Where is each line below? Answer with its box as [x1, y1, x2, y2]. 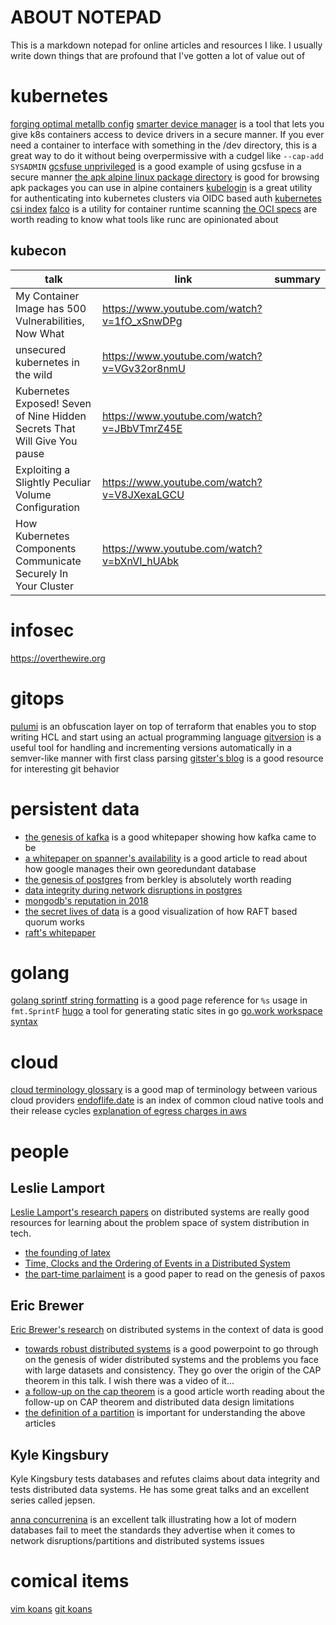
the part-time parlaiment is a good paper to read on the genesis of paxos [24, 1268, 326, 1280]
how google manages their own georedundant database [24, 862, 257, 875]
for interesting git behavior [10, 762, 120, 775]
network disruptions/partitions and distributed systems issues [10, 1535, 265, 1546]
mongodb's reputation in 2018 [24, 894, 149, 906]
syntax [10, 1016, 38, 1028]
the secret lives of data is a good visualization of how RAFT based [24, 905, 298, 917]
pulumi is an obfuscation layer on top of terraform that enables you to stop [10, 720, 317, 732]
